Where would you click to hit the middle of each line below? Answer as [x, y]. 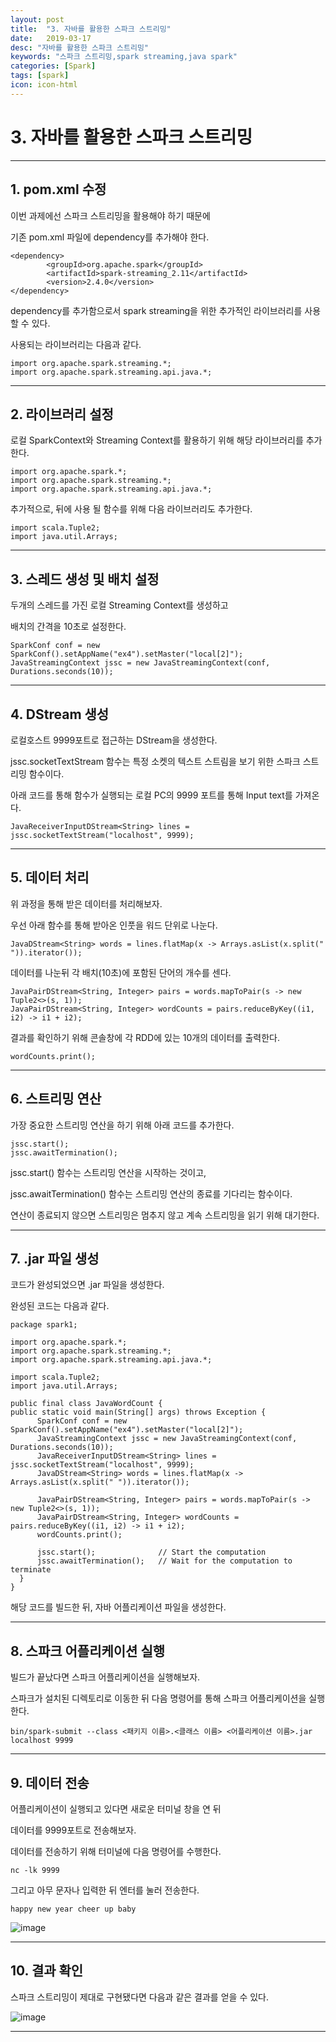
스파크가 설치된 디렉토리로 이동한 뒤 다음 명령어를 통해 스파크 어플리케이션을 [158, 1698]
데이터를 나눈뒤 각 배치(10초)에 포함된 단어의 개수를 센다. [121, 972]
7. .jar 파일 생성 [55, 1258]
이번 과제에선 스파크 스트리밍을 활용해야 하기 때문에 [110, 215]
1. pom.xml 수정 [58, 189]
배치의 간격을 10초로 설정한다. [68, 627]
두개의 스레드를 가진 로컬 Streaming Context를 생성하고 [119, 605]
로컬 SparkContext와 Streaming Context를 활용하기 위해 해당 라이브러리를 [157, 440]
